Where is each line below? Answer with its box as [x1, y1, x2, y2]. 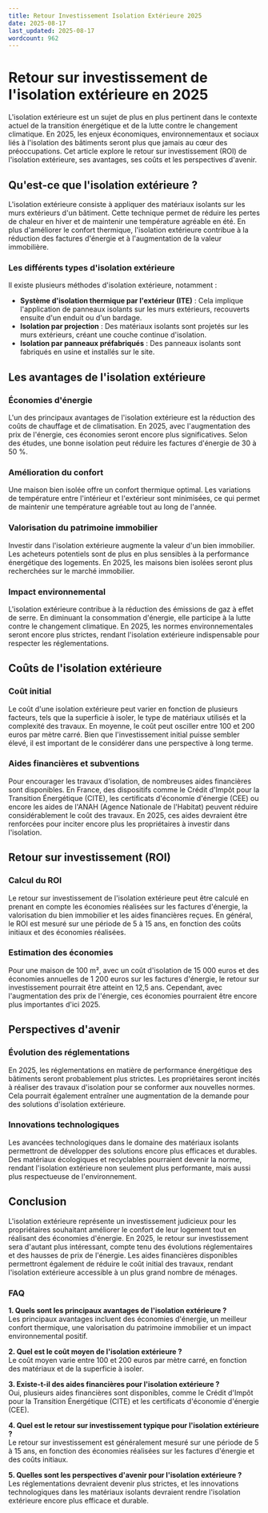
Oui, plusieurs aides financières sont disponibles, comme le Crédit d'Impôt [8, 1388, 254, 1397]
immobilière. [8, 242, 50, 251]
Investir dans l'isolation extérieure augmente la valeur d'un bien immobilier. [8, 540, 255, 550]
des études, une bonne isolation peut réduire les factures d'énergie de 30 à [8, 438, 257, 448]
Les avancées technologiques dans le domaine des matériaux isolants [8, 1137, 239, 1147]
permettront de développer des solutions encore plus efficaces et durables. [8, 1145, 258, 1156]
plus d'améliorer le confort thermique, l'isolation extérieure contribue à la [8, 226, 250, 234]
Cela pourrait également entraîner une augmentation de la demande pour [8, 1091, 250, 1100]
